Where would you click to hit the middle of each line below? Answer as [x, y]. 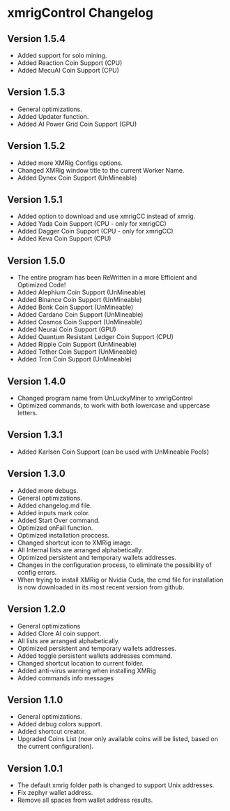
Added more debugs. [48, 490]
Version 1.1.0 [35, 699]
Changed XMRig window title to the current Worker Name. [101, 170]
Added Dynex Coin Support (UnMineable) [77, 178]
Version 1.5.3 [36, 92]
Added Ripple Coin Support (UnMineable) [77, 345]
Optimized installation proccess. [63, 535]
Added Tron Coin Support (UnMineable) [75, 359]
